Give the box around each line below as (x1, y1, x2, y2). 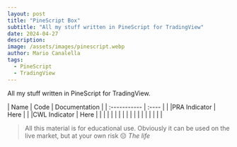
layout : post (7, 10, 46, 18)
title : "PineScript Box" (7, 17, 81, 24)
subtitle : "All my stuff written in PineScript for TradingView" (7, 23, 204, 30)
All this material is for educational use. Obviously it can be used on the (24, 124, 230, 132)
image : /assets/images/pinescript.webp (7, 43, 125, 50)
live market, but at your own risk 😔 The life (24, 131, 151, 140)
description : (7, 37, 46, 44)
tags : (7, 57, 23, 64)
